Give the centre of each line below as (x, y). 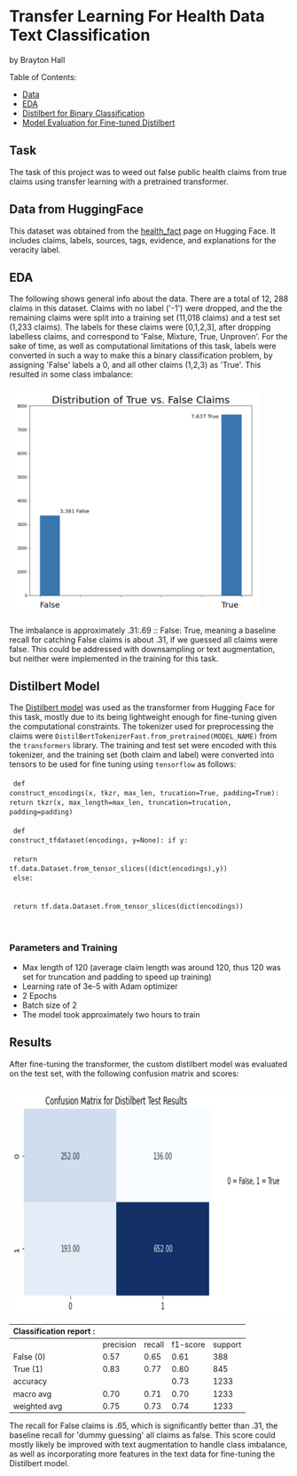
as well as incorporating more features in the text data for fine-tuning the (142, 1454)
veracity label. (35, 250)
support (227, 1344)
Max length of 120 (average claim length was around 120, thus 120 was (151, 967)
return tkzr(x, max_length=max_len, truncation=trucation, (121, 803)
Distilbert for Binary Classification (83, 113)
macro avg (32, 1393)
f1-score (188, 1344)
